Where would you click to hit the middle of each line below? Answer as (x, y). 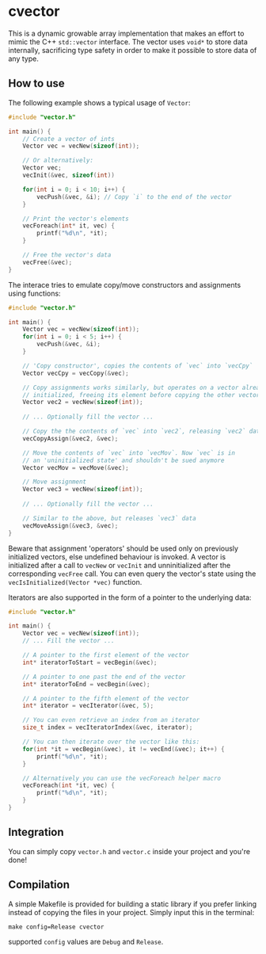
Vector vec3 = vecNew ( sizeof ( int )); (83, 490)
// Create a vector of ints (68, 139)
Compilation (39, 885)
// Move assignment (55, 482)
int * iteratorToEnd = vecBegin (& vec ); (86, 684)
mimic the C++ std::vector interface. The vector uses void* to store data (128, 41)
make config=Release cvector (56, 927)
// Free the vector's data (67, 255)
